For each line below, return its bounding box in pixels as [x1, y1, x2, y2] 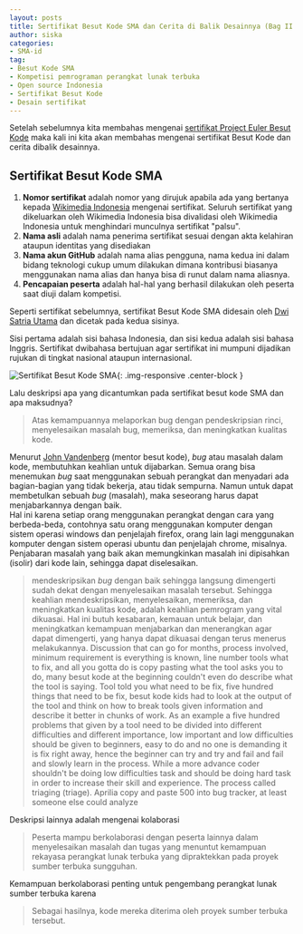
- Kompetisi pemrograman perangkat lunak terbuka [9, 73, 201, 82]
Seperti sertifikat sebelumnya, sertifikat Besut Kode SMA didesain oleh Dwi [9, 306, 289, 317]
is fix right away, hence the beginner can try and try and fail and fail [31, 749, 284, 760]
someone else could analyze [31, 797, 138, 808]
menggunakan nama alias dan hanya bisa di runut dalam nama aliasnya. [22, 269, 290, 280]
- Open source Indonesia [9, 81, 103, 90]
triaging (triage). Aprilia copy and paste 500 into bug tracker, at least [31, 787, 288, 798]
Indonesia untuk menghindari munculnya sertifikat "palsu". [22, 221, 241, 232]
